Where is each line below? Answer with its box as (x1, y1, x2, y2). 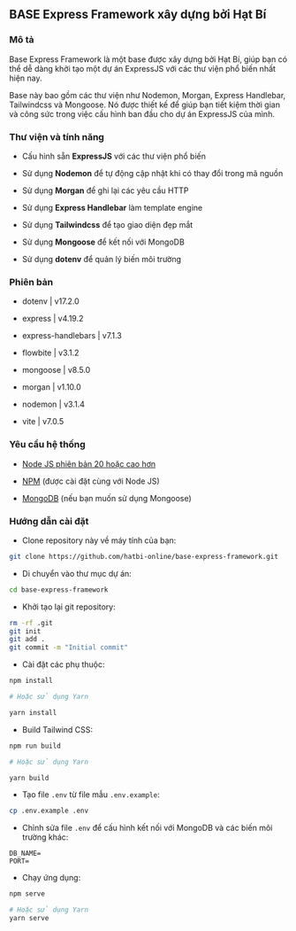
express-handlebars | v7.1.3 (21, 330, 122, 341)
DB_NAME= (9, 850, 42, 858)
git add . (9, 635, 46, 644)
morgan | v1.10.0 (21, 382, 81, 392)
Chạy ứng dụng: (21, 873, 81, 883)
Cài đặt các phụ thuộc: (21, 659, 105, 670)
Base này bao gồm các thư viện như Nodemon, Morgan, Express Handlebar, (9, 89, 286, 100)
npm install (9, 677, 53, 686)
